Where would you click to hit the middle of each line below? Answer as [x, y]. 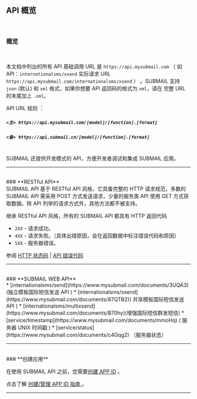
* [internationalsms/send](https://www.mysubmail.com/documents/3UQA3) [97, 285]
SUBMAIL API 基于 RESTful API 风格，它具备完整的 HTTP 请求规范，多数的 [96, 189]
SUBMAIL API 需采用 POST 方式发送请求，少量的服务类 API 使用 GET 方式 [95, 196]
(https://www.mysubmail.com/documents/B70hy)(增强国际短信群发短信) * [95, 313]
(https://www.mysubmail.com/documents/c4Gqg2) [68, 335]
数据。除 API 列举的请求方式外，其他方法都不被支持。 [76, 203]
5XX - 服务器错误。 [37, 243]
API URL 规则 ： [25, 108]
